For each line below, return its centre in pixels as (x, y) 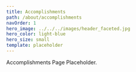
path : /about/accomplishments (44, 17)
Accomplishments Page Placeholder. (52, 62)
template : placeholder (35, 46)
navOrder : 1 (21, 23)
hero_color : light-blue (36, 34)
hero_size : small (28, 40)
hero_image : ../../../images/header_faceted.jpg (68, 28)
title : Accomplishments (36, 12)
